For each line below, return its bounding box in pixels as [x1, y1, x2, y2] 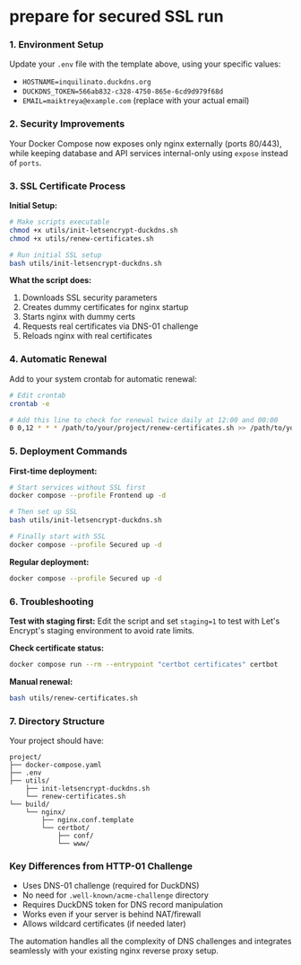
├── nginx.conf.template [41, 816, 134, 825]
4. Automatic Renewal [9, 353, 107, 366]
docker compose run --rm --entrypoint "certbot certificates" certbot [9, 660, 279, 668]
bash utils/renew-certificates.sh [9, 694, 139, 703]
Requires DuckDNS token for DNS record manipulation [21, 899, 224, 910]
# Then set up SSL [9, 508, 78, 517]
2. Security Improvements [9, 118, 125, 130]
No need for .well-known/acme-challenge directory [21, 890, 209, 900]
